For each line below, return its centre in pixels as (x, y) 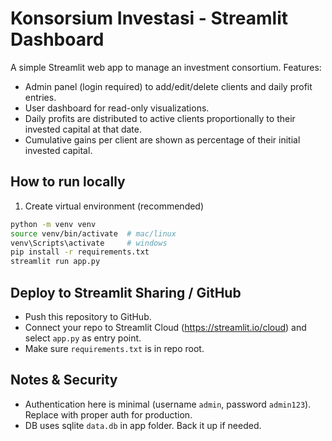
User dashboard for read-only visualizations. (117, 108)
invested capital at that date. (83, 129)
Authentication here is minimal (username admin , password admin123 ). (168, 404)
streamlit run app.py (55, 262)
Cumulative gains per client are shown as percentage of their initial (162, 139)
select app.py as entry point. (83, 338)
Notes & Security (64, 380)
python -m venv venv (53, 224)
